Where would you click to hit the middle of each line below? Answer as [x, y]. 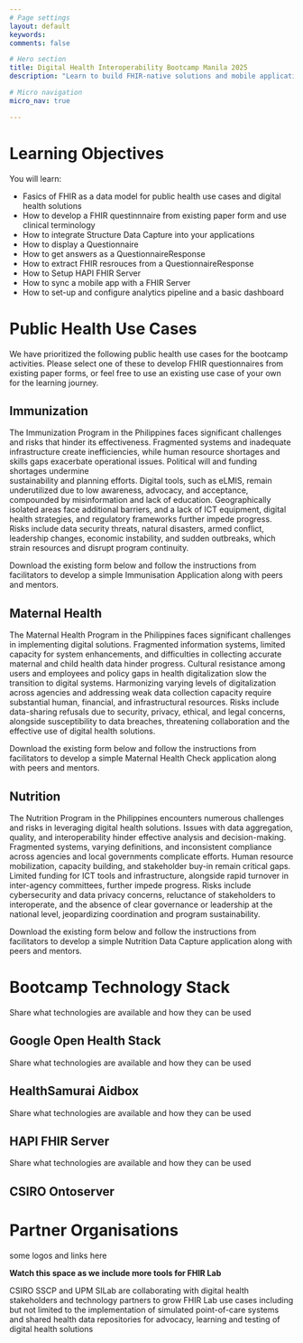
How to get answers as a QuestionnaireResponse [114, 253]
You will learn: [35, 178]
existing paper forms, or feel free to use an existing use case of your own [146, 373]
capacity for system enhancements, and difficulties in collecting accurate [146, 654]
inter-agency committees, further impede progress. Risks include [130, 885]
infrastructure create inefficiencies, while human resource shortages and [145, 452]
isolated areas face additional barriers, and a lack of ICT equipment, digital [148, 510]
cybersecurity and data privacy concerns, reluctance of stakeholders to [142, 894]
